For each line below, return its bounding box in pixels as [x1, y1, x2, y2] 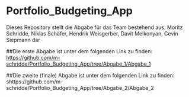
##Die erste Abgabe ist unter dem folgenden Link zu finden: [6, 47, 153, 54]
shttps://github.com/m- [6, 78, 63, 85]
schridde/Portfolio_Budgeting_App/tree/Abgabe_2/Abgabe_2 [6, 84, 154, 91]
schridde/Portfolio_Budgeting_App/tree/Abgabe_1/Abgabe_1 [6, 60, 151, 67]
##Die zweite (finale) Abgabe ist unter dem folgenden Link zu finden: [6, 72, 175, 79]
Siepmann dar [6, 36, 40, 43]
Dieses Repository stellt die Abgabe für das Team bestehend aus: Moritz [6, 24, 183, 31]
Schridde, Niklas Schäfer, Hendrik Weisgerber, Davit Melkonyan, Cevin [6, 30, 179, 37]
